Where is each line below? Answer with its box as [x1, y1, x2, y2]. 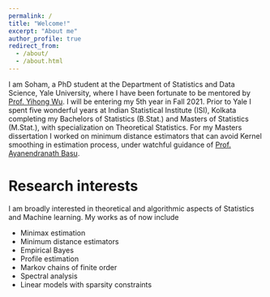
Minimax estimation [19, 228, 86, 238]
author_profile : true [8, 34, 82, 43]
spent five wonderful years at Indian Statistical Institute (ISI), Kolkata [8, 105, 237, 114]
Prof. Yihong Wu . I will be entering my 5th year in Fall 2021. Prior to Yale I [8, 97, 251, 106]
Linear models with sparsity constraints [19, 279, 152, 289]
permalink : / [8, 11, 53, 20]
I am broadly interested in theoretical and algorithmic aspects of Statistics [8, 204, 255, 213]
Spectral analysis [19, 271, 79, 281]
